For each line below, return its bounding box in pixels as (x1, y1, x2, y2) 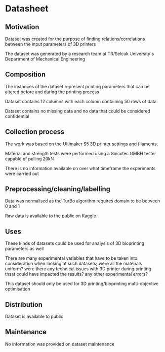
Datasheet (5, 3, 48, 14)
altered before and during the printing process (5, 89, 100, 95)
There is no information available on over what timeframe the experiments (5, 165, 156, 171)
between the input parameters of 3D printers (5, 41, 96, 47)
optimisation (5, 286, 31, 292)
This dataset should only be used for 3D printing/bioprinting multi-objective (5, 281, 159, 287)
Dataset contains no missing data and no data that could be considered (5, 108, 151, 114)
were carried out (5, 171, 39, 176)
